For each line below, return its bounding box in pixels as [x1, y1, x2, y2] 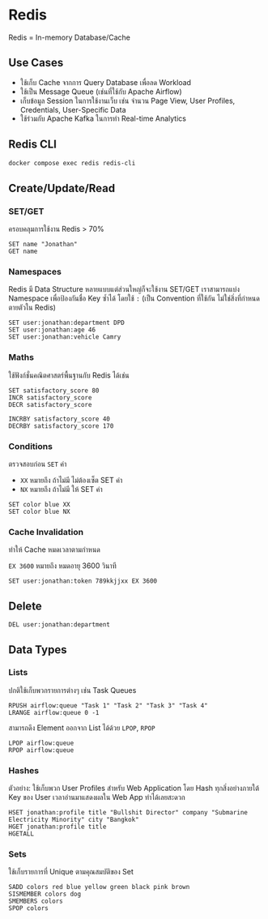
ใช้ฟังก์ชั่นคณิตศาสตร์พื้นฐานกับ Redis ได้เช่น [8, 370, 130, 380]
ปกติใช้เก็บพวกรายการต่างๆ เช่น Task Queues [8, 685, 137, 695]
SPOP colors [8, 904, 49, 913]
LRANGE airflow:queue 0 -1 [8, 708, 100, 716]
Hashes [8, 764, 39, 776]
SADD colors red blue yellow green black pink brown [8, 883, 190, 891]
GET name [8, 247, 38, 256]
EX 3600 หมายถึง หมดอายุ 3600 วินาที [8, 561, 117, 571]
